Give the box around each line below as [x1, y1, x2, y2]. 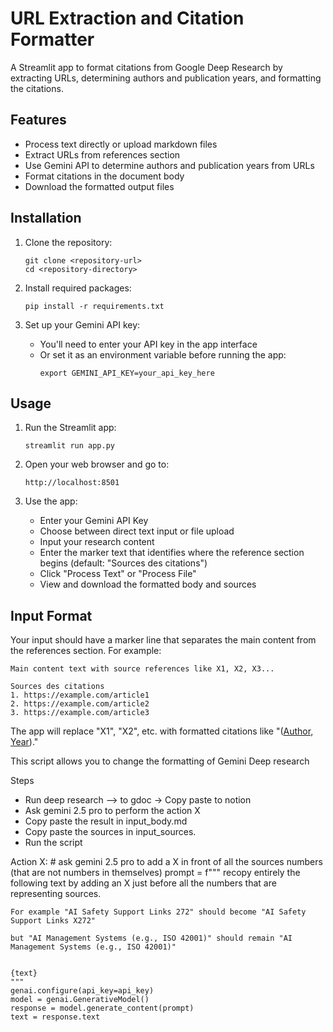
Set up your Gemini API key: [24, 318, 141, 331]
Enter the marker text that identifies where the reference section [39, 547, 305, 559]
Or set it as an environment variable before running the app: [39, 348, 287, 361]
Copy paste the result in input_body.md [24, 815, 188, 827]
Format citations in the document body [24, 170, 185, 182]
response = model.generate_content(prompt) [10, 1003, 195, 1014]
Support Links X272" [10, 916, 97, 926]
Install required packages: [24, 282, 132, 294]
